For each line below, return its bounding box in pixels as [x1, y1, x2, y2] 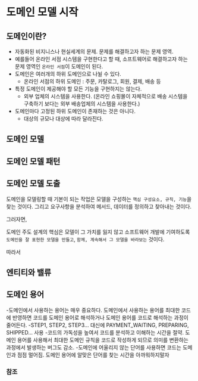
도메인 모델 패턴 [6, 156, 61, 166]
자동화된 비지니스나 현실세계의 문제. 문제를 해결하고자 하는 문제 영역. [14, 48, 174, 55]
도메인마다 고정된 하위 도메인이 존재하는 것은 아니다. [14, 108, 136, 114]
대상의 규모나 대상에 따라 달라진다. [23, 115, 103, 122]
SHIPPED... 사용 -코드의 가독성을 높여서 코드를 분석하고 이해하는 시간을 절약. [6, 329, 184, 336]
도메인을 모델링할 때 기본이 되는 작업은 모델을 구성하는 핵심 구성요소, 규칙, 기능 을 [6, 195, 192, 203]
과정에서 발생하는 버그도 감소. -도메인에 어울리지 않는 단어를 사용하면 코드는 [6, 343, 181, 351]
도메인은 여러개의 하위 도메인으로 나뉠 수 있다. [14, 70, 122, 78]
